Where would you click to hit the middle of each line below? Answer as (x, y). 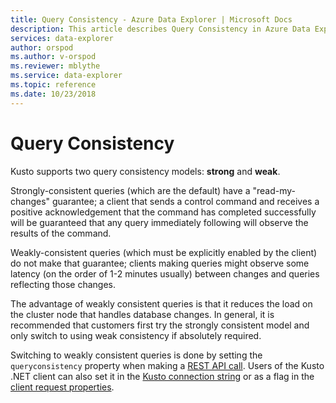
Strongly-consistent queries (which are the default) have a (130, 190)
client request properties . (62, 387)
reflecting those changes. (63, 284)
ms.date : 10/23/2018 (53, 94)
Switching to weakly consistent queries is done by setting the (136, 355)
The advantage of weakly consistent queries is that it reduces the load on (161, 303)
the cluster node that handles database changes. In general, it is (142, 314)
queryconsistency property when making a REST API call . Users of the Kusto (167, 365)
